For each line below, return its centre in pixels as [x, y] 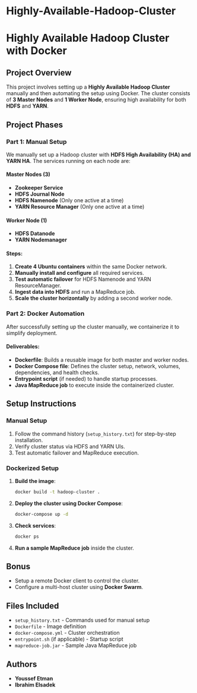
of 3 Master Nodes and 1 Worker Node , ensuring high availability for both [96, 100]
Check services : [35, 525]
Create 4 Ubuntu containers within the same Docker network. [91, 266]
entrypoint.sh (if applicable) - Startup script [69, 639]
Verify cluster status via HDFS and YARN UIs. [70, 446]
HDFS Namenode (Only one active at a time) [69, 200]
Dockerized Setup [33, 468]
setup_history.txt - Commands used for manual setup [82, 620]
